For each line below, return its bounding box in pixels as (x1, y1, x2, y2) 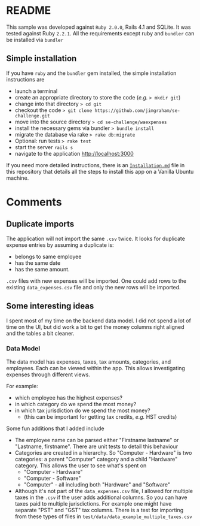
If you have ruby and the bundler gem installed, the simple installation (6, 69, 177, 77)
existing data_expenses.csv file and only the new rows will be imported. (6, 283, 181, 291)
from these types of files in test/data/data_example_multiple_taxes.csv (14, 513, 192, 520)
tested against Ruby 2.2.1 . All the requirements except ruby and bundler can (6, 29, 195, 37)
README (6, 4, 51, 17)
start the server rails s (14, 143, 73, 150)
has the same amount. (14, 265, 70, 273)
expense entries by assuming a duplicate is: (6, 241, 115, 249)
